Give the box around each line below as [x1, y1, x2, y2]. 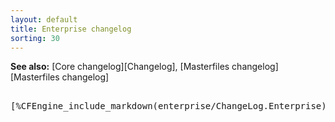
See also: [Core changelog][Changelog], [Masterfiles [10, 61, 230, 73]
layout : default [10, 14, 78, 25]
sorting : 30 [10, 33, 60, 43]
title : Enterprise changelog [10, 24, 132, 34]
